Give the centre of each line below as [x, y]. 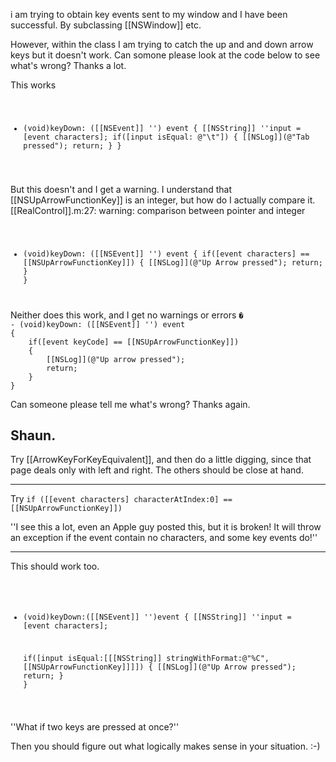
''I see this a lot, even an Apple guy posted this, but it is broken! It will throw [166, 527]
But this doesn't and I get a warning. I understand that [121, 189]
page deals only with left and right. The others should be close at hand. [157, 470]
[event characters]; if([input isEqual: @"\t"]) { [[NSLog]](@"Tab [166, 137]
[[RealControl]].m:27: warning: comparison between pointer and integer [158, 210]
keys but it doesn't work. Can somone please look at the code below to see [165, 55]
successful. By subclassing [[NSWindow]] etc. [106, 25]
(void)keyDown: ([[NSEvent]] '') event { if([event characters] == [166, 254]
